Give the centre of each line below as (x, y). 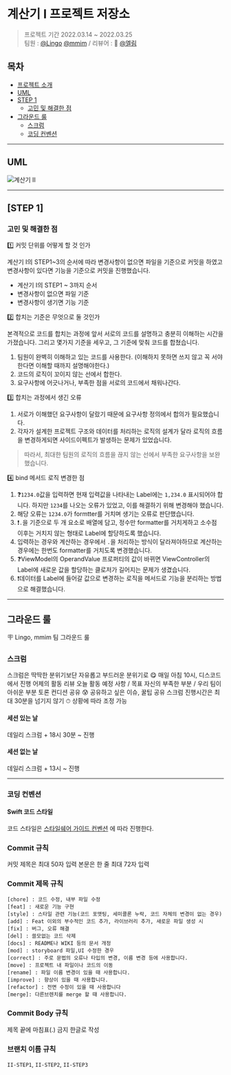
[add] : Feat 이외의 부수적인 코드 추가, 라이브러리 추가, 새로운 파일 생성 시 (106, 922)
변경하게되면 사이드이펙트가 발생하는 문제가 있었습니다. (98, 440)
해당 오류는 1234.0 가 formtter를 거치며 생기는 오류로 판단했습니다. (106, 514)
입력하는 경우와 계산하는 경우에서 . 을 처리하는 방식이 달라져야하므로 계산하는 (120, 542)
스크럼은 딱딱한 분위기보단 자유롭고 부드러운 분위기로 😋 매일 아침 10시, (102, 675)
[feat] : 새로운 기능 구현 (41, 907)
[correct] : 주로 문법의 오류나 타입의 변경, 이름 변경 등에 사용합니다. (98, 958)
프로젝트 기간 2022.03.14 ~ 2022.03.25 (78, 34)
